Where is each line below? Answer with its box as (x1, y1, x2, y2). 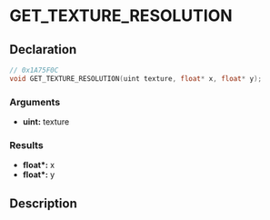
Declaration (9, 42, 77, 57)
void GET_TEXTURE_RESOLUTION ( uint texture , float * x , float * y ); (9, 74, 262, 83)
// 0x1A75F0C (9, 65, 59, 75)
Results (9, 138, 44, 151)
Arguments (9, 95, 61, 108)
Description (9, 195, 77, 211)
